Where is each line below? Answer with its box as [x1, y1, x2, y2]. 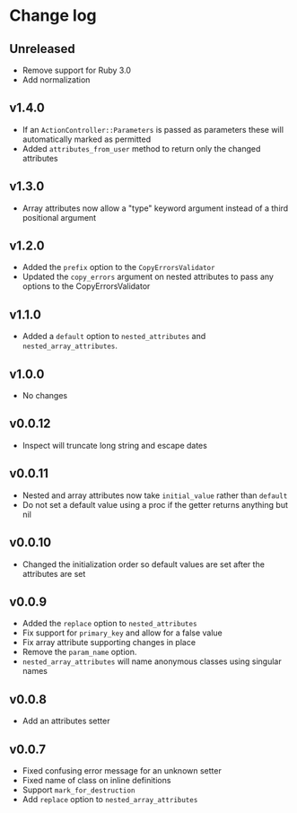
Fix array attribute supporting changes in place [22, 637, 196, 648]
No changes [22, 390, 68, 401]
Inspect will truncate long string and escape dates [22, 440, 208, 450]
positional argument [22, 212, 97, 223]
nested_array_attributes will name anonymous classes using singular [22, 656, 282, 667]
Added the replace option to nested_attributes [22, 618, 197, 629]
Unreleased [9, 41, 76, 57]
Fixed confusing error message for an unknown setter [22, 765, 222, 776]
